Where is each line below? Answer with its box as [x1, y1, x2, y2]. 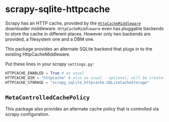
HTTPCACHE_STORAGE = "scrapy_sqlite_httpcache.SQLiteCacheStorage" [5, 80, 150, 85]
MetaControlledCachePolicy [5, 94, 90, 101]
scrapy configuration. [5, 111, 50, 117]
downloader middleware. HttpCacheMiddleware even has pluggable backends [5, 25, 164, 31]
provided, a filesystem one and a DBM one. [5, 36, 95, 42]
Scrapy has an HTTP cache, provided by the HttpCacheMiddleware [5, 20, 141, 26]
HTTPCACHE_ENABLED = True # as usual [5, 70, 84, 76]
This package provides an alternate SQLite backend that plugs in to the [5, 46, 152, 52]
